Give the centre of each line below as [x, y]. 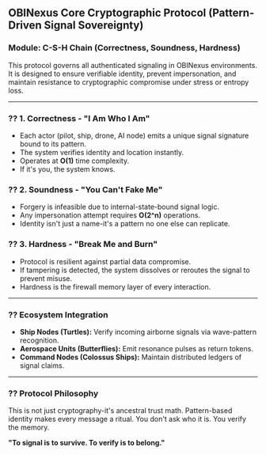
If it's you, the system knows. [67, 169]
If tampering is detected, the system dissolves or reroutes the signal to [135, 270]
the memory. [29, 427]
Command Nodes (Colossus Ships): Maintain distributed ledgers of [131, 357]
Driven [25, 26]
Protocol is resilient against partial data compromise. [105, 261]
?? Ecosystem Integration [58, 314]
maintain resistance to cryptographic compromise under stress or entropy [129, 82]
